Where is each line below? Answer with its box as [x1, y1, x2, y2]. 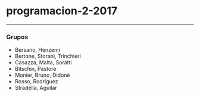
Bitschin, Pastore [14, 65, 57, 73]
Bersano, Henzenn [14, 46, 61, 54]
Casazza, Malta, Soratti [14, 59, 73, 66]
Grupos [6, 33, 29, 41]
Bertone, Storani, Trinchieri [14, 52, 82, 60]
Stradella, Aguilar [14, 85, 58, 92]
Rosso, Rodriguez [14, 78, 58, 85]
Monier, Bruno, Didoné [14, 71, 70, 79]
